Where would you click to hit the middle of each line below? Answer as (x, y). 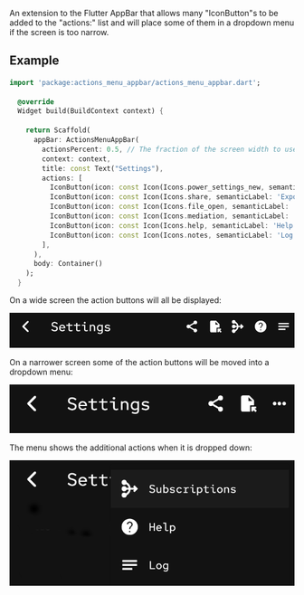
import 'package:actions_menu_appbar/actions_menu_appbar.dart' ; (135, 82)
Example (34, 61)
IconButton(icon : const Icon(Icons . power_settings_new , (157, 188)
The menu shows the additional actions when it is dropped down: (131, 448)
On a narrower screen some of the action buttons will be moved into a (139, 362)
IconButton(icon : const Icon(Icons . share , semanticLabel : (161, 197)
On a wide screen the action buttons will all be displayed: (115, 300)
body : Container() (68, 264)
